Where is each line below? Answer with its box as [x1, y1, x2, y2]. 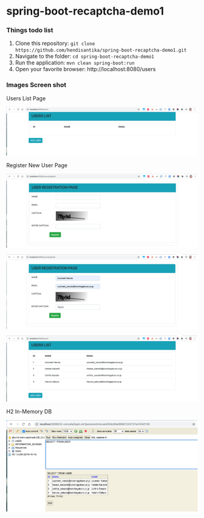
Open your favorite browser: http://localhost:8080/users [15, 66, 156, 73]
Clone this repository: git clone [15, 40, 95, 47]
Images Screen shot [6, 81, 67, 89]
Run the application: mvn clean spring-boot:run [15, 59, 135, 66]
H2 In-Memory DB [6, 408, 52, 415]
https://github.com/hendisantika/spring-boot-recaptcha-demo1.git [15, 47, 187, 54]
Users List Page [6, 94, 46, 102]
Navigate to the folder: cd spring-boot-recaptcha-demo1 [15, 53, 155, 60]
